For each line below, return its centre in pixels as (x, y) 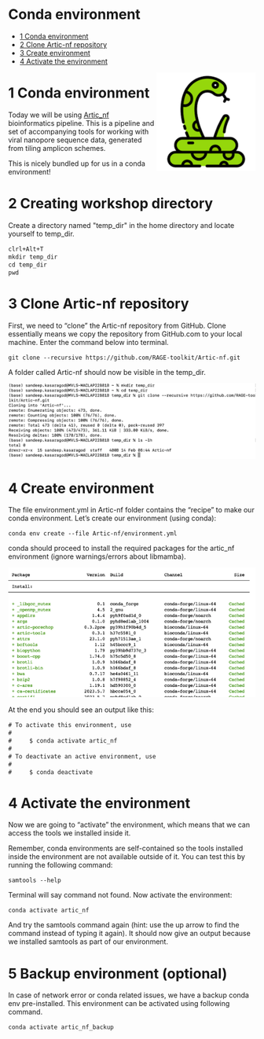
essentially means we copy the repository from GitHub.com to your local (125, 334)
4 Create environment (81, 488)
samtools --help (35, 881)
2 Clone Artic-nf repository (63, 44)
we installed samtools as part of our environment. (88, 942)
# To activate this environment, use (70, 725)
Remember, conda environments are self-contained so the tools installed (126, 848)
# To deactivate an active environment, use (82, 756)
